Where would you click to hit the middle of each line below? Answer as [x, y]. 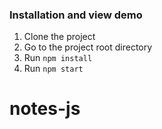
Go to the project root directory [88, 47]
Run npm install [58, 58]
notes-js [45, 109]
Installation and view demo [76, 15]
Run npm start [53, 69]
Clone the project [59, 37]
